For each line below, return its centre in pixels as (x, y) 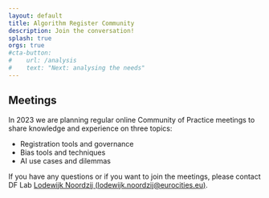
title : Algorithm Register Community (71, 23)
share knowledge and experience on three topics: (90, 128)
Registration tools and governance (77, 143)
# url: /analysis (43, 61)
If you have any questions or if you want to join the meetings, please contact (134, 176)
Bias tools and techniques (63, 152)
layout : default (35, 16)
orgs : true (26, 46)
